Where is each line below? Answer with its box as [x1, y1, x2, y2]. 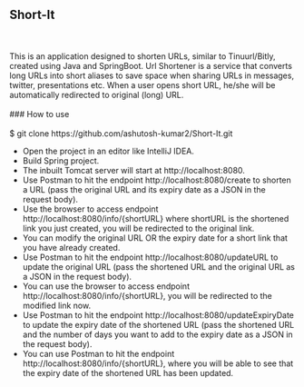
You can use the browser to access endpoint [22, 281, 191, 292]
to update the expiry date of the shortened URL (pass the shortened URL [22, 319, 295, 330]
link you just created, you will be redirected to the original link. [22, 223, 255, 233]
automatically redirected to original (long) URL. [9, 89, 184, 100]
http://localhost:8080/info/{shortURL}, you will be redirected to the [22, 290, 272, 301]
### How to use [9, 108, 70, 119]
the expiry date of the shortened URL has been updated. [22, 367, 234, 378]
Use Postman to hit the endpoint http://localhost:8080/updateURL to [22, 252, 279, 263]
